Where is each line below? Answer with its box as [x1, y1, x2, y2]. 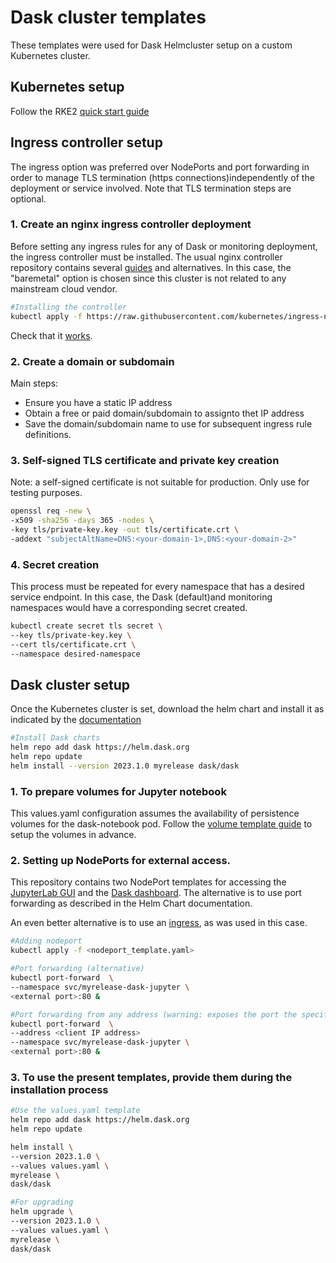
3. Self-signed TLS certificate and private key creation [10, 453, 280, 467]
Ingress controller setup [10, 134, 163, 151]
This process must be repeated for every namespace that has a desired [10, 581, 305, 592]
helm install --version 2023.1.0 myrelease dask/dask [10, 761, 240, 771]
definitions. [24, 428, 72, 440]
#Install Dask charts [10, 733, 101, 743]
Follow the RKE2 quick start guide [10, 105, 150, 117]
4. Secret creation [10, 557, 100, 571]
